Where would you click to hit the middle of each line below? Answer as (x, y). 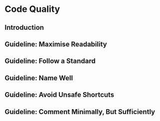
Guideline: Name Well (39, 78)
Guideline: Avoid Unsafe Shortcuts (60, 95)
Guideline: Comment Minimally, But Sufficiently (80, 112)
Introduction (24, 28)
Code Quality (32, 9)
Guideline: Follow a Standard (50, 61)
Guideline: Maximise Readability (56, 44)
